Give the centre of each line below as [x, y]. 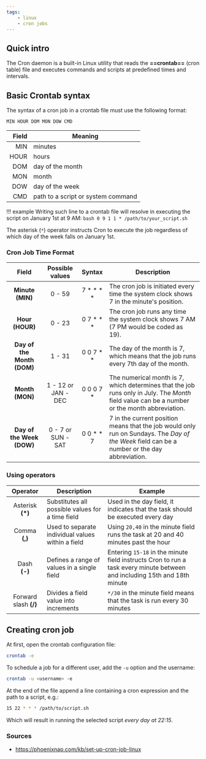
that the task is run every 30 [148, 601]
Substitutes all [67, 501]
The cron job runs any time [148, 312]
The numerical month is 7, [147, 378]
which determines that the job [152, 386]
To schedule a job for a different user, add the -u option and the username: [101, 668]
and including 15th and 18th [149, 575]
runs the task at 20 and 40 [146, 534]
